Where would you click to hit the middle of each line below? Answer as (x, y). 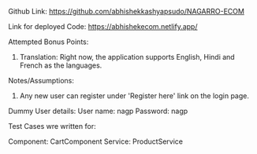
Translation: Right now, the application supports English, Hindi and (127, 57)
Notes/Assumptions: (41, 81)
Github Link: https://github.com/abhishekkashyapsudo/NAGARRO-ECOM (126, 11)
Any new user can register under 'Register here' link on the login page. (134, 96)
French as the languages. (61, 65)
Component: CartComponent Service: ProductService (96, 141)
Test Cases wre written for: (52, 126)
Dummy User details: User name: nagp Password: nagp (98, 111)
